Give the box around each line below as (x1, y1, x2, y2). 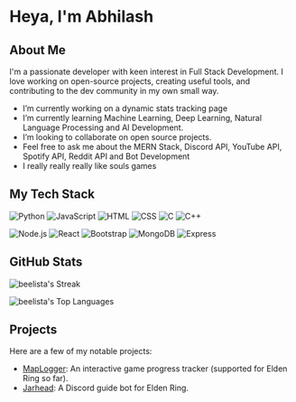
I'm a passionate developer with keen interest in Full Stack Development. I (9, 66, 284, 77)
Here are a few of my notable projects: (9, 346, 153, 357)
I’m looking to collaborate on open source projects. (22, 132, 212, 142)
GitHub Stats (9, 255, 83, 270)
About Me (9, 42, 66, 58)
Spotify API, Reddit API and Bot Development (22, 151, 190, 162)
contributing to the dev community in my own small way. (9, 86, 219, 96)
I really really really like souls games (22, 161, 157, 171)
